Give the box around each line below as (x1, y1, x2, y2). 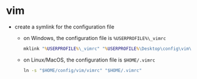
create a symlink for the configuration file (14, 23, 114, 30)
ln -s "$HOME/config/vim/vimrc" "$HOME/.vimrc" (23, 67, 142, 73)
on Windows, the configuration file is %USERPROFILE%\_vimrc (23, 34, 166, 41)
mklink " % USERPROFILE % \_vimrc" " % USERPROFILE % (23, 45, 140, 52)
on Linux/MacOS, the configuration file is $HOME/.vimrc (23, 56, 155, 63)
